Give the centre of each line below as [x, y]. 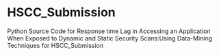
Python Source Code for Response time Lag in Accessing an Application [109, 31]
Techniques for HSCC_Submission [55, 45]
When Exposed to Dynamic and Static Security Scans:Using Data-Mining [110, 38]
